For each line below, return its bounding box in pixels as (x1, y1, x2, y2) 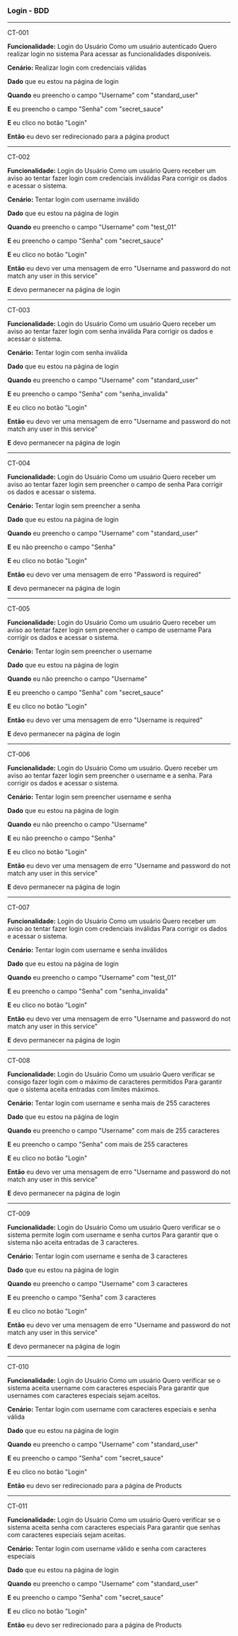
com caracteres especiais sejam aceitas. (7, 1531, 126, 1539)
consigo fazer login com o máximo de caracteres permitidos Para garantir (7, 1078, 222, 1086)
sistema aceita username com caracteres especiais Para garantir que (7, 1384, 210, 1392)
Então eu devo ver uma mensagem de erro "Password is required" (7, 570, 202, 579)
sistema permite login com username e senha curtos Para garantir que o (7, 1231, 218, 1239)
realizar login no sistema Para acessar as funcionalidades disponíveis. (7, 50, 212, 58)
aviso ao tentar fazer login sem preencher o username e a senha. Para (7, 771, 212, 780)
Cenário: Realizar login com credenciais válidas (7, 63, 147, 72)
